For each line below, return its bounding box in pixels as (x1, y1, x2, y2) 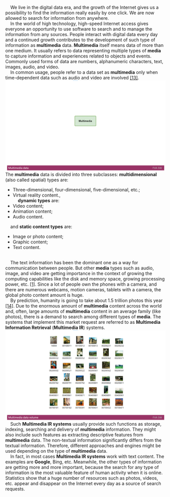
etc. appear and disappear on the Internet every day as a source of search (5, 481, 161, 486)
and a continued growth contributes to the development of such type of (5, 37, 156, 43)
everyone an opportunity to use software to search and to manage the (5, 26, 153, 32)
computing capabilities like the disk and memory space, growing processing (5, 275, 165, 282)
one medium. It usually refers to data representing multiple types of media (5, 48, 161, 53)
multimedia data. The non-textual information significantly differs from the (5, 437, 162, 443)
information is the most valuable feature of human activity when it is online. (5, 470, 163, 476)
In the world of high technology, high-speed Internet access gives (10, 20, 149, 26)
